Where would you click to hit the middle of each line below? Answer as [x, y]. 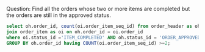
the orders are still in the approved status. [59, 15]
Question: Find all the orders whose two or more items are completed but [98, 9]
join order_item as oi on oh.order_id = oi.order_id [75, 32]
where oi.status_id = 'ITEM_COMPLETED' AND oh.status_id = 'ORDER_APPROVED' [105, 37]
